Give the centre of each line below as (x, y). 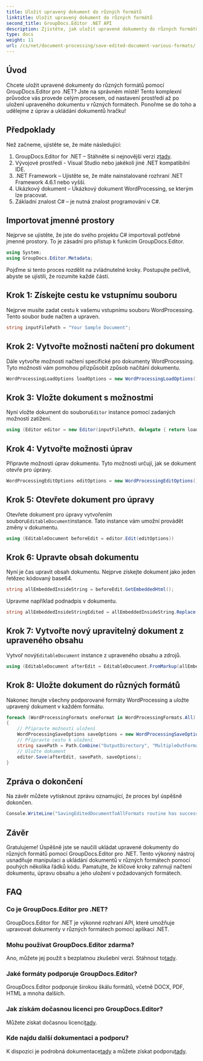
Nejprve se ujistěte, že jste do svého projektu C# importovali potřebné (93, 235)
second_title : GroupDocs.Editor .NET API (59, 23)
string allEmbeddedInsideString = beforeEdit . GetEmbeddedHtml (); (90, 589)
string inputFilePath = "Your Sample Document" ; (69, 327)
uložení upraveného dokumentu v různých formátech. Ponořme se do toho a (101, 104)
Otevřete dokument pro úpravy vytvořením (60, 514)
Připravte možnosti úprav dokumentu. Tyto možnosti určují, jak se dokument (101, 463)
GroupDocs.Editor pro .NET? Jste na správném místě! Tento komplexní (94, 91)
